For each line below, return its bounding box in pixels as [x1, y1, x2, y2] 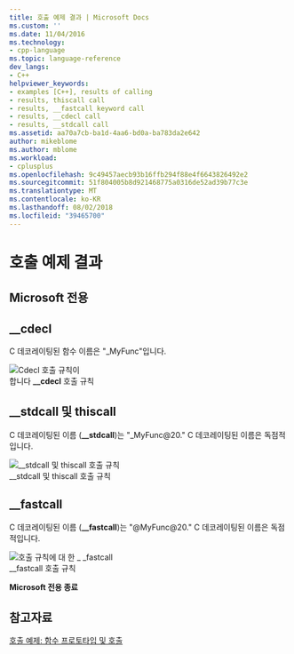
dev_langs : [9, 63, 50, 72]
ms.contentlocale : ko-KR [9, 195, 101, 204]
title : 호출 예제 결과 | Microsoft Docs [9, 12, 149, 22]
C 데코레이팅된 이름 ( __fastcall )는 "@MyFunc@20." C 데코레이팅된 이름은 [9, 522, 269, 532]
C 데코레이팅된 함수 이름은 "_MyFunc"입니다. [9, 346, 167, 356]
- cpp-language [9, 46, 66, 55]
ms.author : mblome [9, 145, 77, 154]
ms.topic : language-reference [9, 54, 122, 63]
